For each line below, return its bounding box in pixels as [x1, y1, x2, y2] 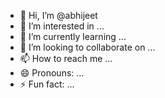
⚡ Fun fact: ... [19, 78, 75, 90]
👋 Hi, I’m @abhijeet [19, 10, 98, 21]
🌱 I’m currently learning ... [19, 31, 127, 42]
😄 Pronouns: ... [19, 67, 85, 79]
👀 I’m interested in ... [19, 20, 105, 32]
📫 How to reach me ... [19, 53, 113, 64]
